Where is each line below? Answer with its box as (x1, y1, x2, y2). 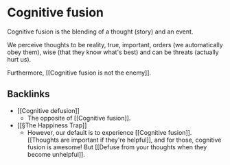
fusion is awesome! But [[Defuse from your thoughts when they (27, 142, 207, 151)
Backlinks (7, 88, 50, 100)
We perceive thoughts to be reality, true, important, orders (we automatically (7, 40, 223, 49)
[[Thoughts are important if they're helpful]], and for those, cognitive (27, 136, 222, 144)
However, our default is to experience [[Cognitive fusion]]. (27, 128, 192, 136)
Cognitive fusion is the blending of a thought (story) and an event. (7, 27, 194, 36)
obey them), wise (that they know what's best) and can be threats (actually (7, 48, 219, 56)
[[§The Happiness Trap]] (16, 121, 87, 129)
